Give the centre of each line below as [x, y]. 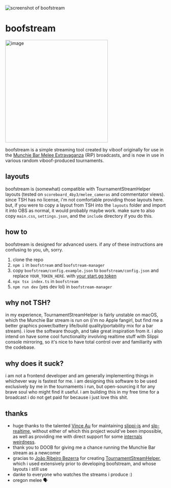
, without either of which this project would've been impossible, [96, 431]
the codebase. [20, 347]
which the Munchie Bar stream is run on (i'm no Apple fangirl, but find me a [84, 320]
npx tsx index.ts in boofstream [46, 281]
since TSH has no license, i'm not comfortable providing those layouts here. [85, 199]
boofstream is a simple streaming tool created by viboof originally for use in [84, 149]
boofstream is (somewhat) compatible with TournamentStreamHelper [78, 189]
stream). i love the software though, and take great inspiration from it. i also [84, 331]
